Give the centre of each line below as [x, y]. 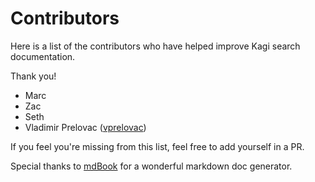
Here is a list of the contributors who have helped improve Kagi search [155, 46]
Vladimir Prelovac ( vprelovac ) [85, 127]
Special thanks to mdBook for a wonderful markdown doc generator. [151, 166]
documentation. [43, 56]
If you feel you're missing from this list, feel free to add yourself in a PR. [157, 146]
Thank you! [33, 76]
